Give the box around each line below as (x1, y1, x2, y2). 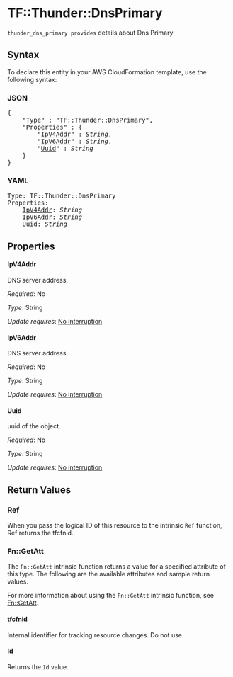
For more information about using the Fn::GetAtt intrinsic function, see (7, 591, 215, 600)
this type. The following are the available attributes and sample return (7, 570, 210, 579)
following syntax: (7, 75, 57, 84)
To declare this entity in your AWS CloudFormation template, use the (7, 67, 207, 76)
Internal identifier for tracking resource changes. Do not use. (7, 630, 184, 639)
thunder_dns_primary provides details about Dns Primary (7, 28, 174, 37)
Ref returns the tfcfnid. (7, 529, 74, 537)
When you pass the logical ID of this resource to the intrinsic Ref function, (7, 521, 222, 530)
